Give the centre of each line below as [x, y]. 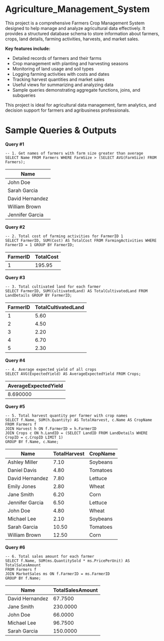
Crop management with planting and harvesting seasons [70, 63]
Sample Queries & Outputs [61, 130]
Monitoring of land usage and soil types [53, 69]
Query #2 [15, 227]
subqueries [24, 95]
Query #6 [15, 547]
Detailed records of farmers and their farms [57, 58]
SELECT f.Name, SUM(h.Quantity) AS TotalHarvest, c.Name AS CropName [79, 420]
